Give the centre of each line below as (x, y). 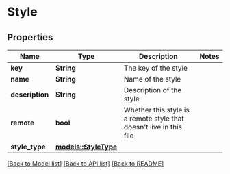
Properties (30, 37)
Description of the (153, 90)
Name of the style (152, 79)
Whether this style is (156, 110)
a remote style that (154, 119)
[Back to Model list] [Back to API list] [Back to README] (86, 164)
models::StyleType (86, 147)
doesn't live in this (153, 127)
